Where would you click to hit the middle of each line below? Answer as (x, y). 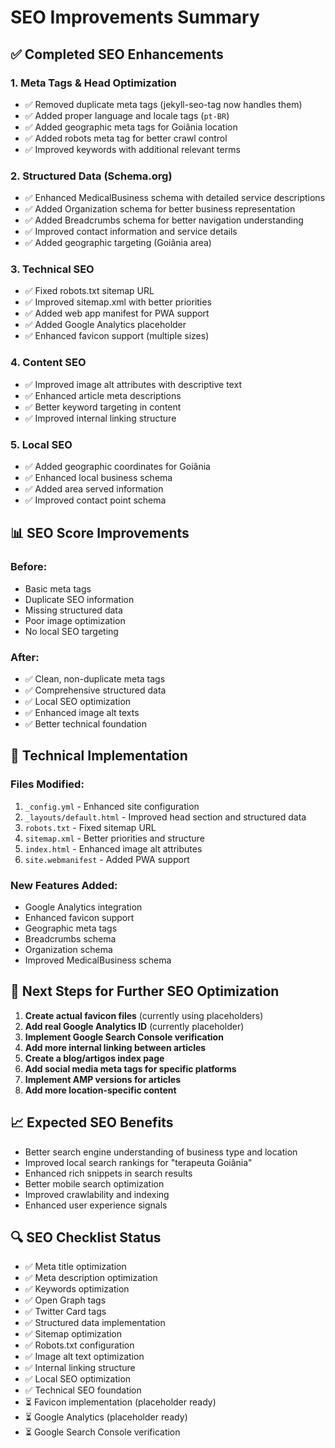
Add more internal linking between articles (115, 1047)
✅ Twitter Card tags (65, 1312)
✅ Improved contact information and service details (131, 232)
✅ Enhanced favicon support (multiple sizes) (117, 336)
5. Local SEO (41, 444)
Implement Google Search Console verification (124, 1037)
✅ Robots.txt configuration (79, 1345)
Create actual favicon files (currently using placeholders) (144, 1015)
